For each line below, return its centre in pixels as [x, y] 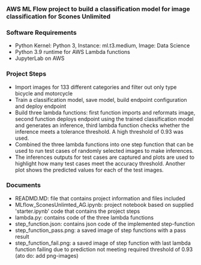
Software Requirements [41, 32]
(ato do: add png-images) [47, 255]
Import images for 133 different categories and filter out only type [96, 87]
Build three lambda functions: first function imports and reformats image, [105, 112]
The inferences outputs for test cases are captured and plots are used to [105, 157]
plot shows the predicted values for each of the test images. [89, 170]
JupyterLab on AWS [40, 58]
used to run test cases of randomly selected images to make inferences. [104, 150]
